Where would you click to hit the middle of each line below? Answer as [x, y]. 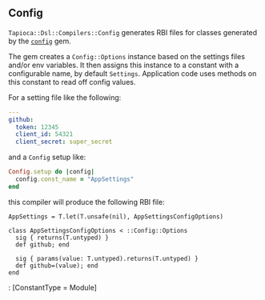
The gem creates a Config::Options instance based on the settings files [127, 56]
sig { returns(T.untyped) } [62, 238]
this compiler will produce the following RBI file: [87, 202]
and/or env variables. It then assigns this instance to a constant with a [124, 65]
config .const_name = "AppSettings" [75, 179]
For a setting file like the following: [65, 97]
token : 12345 [37, 127]
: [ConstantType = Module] [53, 287]
